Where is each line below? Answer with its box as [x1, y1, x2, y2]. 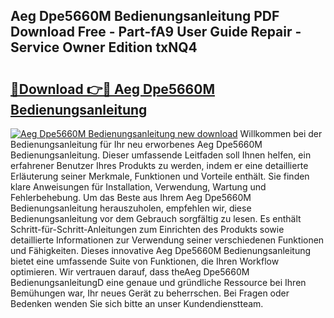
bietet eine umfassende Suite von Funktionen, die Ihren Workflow [10, 255, 280, 267]
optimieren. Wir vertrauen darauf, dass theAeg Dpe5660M [10, 266, 250, 278]
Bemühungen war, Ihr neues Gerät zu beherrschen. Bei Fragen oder [10, 287, 290, 299]
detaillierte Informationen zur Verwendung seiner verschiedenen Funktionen [10, 234, 325, 246]
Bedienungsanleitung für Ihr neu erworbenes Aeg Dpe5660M [10, 139, 263, 150]
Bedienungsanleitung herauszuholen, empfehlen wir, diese [10, 202, 252, 214]
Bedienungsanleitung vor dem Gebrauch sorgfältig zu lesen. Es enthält [10, 213, 302, 224]
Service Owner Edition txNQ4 [10, 39, 198, 56]
